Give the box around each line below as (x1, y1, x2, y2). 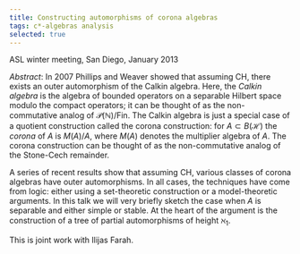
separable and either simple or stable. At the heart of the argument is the (9, 205, 278, 216)
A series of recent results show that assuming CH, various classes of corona (9, 167, 292, 178)
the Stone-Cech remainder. (9, 149, 110, 161)
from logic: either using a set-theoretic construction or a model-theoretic (9, 186, 278, 197)
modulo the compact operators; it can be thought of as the (9, 100, 226, 111)
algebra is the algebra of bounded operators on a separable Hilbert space (9, 90, 282, 101)
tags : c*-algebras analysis (9, 21, 115, 30)
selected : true (9, 30, 66, 38)
